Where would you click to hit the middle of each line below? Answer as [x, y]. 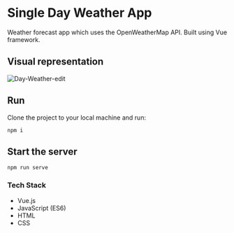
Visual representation [56, 62]
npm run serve [28, 168]
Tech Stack [27, 185]
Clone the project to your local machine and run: [77, 118]
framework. [24, 39]
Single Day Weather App [80, 13]
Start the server [43, 151]
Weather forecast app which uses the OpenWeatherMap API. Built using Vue [117, 32]
